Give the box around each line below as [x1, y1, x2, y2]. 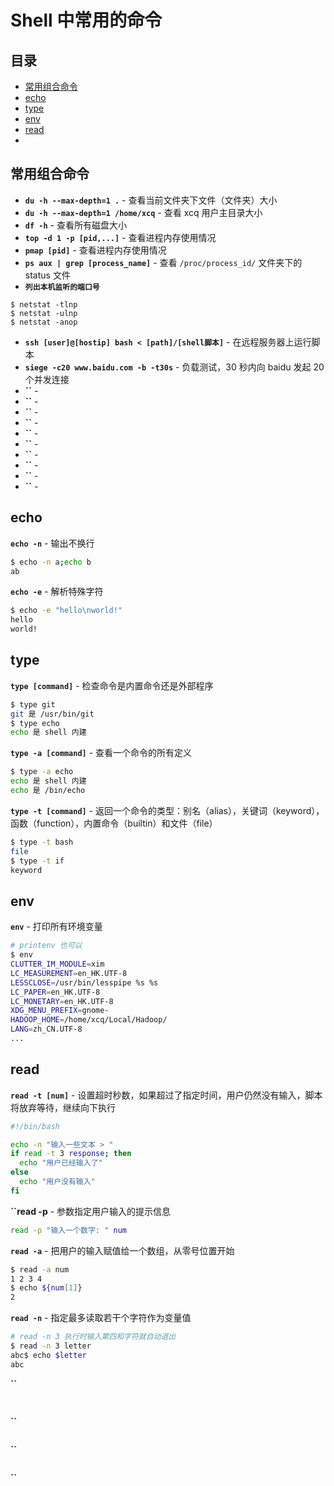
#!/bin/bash [10, 1121, 60, 1131]
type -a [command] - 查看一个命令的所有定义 [10, 747, 193, 759]
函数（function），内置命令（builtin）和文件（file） [10, 817, 218, 829]
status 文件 [24, 269, 71, 281]
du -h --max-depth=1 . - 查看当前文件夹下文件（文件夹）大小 [24, 194, 278, 206]
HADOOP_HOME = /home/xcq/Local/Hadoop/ [10, 1015, 168, 1025]
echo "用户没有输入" [19, 1177, 96, 1187]
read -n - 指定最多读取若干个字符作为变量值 [10, 1312, 192, 1324]
